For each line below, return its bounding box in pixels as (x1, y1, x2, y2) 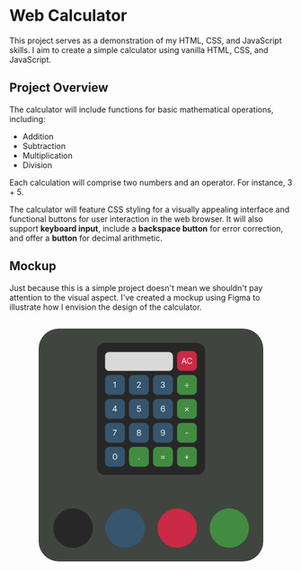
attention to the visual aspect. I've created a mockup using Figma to (9, 292, 261, 303)
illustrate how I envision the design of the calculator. (9, 302, 202, 312)
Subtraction (22, 140, 66, 151)
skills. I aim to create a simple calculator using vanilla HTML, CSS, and (9, 44, 269, 55)
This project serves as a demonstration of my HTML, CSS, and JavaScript (9, 35, 282, 46)
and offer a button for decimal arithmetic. (9, 233, 164, 243)
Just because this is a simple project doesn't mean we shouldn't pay (9, 282, 263, 293)
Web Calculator (9, 5, 128, 26)
